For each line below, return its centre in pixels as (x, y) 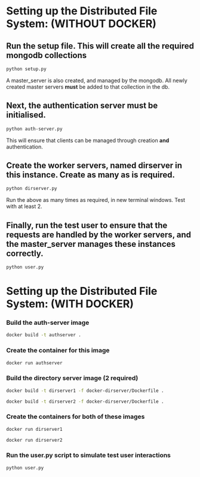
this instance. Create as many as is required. (90, 175)
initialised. (26, 115)
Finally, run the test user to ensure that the (87, 225)
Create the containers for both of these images (76, 416)
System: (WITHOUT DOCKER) (81, 24)
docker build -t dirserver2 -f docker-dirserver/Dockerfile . (85, 401)
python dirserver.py (32, 189)
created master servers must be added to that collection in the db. (88, 87)
